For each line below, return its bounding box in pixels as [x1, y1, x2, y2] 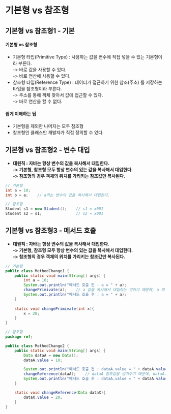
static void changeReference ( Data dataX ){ [14, 390, 106, 395]
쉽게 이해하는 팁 [5, 111, 37, 117]
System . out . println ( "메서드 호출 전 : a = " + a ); [23, 282, 127, 288]
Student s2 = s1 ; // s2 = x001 [5, 211, 103, 216]
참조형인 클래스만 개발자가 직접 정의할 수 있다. [12, 129, 104, 135]
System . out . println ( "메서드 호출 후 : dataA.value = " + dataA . [23, 376, 156, 381]
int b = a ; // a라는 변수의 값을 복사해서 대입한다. [5, 193, 110, 198]
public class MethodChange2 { [5, 343, 70, 348]
